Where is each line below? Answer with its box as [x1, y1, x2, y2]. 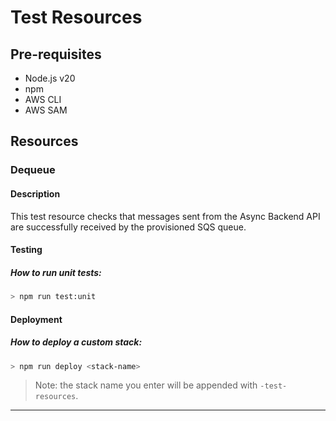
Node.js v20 [24, 72, 76, 84]
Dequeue [10, 163, 56, 177]
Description [10, 187, 61, 200]
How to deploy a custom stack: [10, 336, 143, 348]
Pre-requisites [10, 46, 102, 63]
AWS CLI [24, 94, 62, 105]
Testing [10, 244, 43, 256]
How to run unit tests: [10, 266, 102, 278]
